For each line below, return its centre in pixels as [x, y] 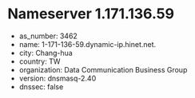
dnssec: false [41, 86]
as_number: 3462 [48, 36]
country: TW [40, 61]
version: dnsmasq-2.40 [58, 78]
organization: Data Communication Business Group [103, 69]
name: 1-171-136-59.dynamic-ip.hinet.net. [88, 44]
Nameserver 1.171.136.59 [91, 14]
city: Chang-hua [46, 53]
